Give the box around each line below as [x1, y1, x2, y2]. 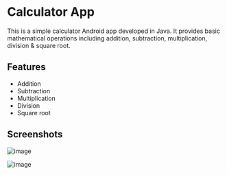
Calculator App [7, 4, 95, 20]
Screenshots [7, 128, 63, 141]
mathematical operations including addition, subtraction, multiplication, [7, 34, 208, 42]
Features [7, 61, 46, 73]
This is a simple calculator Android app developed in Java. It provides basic [7, 27, 221, 35]
